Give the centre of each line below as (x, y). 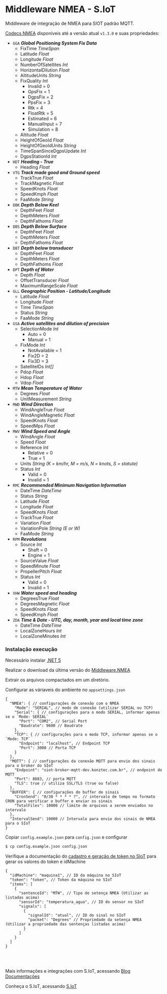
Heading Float (35, 167)
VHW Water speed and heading (45, 593)
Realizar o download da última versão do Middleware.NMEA (68, 670)
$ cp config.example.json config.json (46, 847)
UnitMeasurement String (46, 399)
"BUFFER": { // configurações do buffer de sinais (64, 793)
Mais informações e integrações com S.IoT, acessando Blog (68, 971)
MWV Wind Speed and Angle (41, 431)
